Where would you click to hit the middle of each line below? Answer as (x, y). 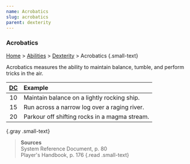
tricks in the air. (25, 73)
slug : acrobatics (27, 17)
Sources (31, 142)
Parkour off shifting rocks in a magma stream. (86, 117)
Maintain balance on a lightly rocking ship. (81, 97)
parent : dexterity (29, 22)
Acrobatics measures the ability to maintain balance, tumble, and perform (95, 67)
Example (36, 87)
